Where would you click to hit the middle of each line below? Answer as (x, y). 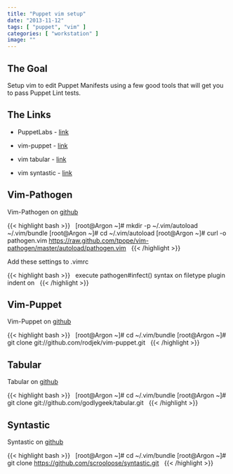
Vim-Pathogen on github (43, 212)
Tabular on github (33, 382)
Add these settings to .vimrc (48, 262)
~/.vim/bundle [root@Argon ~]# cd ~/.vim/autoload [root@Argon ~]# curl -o (117, 233)
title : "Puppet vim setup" (47, 14)
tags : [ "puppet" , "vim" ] (47, 27)
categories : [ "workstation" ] (53, 33)
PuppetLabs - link (43, 132)
